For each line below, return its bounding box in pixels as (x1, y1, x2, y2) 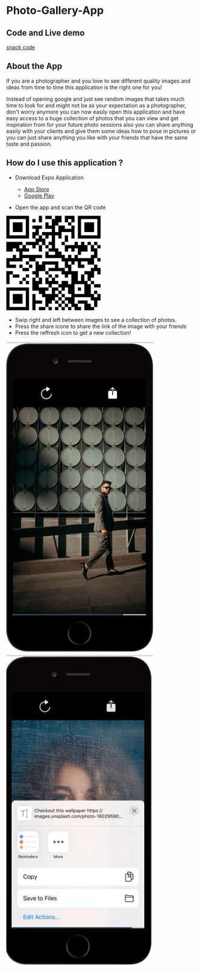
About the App (6, 61, 62, 71)
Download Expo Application (14, 173, 84, 181)
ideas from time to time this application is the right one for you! (6, 83, 162, 91)
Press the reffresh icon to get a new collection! (14, 329, 131, 336)
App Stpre (24, 185, 49, 193)
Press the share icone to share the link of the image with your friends (14, 323, 187, 330)
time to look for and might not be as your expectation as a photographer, (6, 101, 187, 109)
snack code (6, 43, 36, 51)
